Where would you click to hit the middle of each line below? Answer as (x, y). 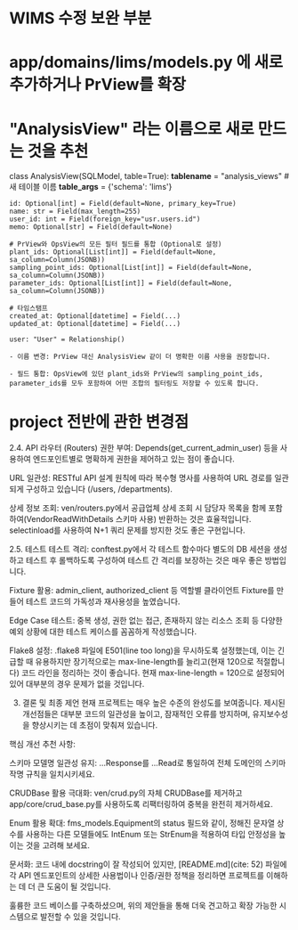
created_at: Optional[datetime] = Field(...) (95, 316)
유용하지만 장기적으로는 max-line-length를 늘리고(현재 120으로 (145, 662)
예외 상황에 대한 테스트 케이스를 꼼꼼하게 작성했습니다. (103, 632)
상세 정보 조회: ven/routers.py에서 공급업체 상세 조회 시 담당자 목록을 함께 (138, 508)
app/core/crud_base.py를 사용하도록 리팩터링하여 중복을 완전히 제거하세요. (141, 804)
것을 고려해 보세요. (58, 845)
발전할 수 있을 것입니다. (81, 917)
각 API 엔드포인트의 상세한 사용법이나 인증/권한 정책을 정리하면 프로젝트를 (137, 876)
